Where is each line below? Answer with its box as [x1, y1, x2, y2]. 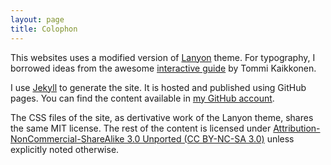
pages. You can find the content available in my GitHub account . [10, 92, 275, 104]
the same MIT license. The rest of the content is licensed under [10, 122, 272, 134]
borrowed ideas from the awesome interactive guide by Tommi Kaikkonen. [10, 62, 317, 74]
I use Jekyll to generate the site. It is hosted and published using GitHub [10, 81, 307, 93]
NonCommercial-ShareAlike [10, 132, 125, 145]
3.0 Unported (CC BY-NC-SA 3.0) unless [126, 132, 295, 145]
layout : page [10, 14, 65, 25]
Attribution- [273, 122, 321, 134]
